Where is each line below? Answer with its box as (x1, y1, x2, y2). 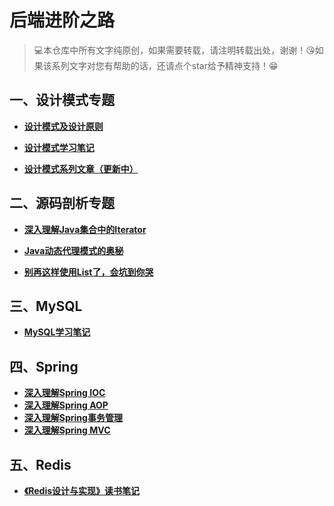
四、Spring (9, 358, 79, 375)
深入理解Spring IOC (23, 387, 106, 399)
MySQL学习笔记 (23, 326, 91, 338)
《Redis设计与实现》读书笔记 (23, 485, 141, 496)
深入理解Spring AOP (23, 399, 109, 411)
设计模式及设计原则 (23, 120, 104, 132)
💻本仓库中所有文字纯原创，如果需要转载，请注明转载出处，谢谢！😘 (33, 44, 316, 56)
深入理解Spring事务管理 (23, 412, 123, 424)
